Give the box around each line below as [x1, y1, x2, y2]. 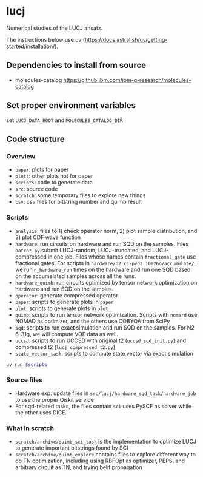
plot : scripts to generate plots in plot [15, 305, 108, 312]
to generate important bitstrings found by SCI [15, 444, 128, 452]
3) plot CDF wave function [15, 234, 81, 241]
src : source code [15, 185, 58, 192]
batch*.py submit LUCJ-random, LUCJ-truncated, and [15, 246, 151, 254]
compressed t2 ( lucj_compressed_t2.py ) [15, 343, 116, 350]
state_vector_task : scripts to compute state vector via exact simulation [15, 350, 194, 357]
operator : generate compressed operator [15, 291, 118, 299]
